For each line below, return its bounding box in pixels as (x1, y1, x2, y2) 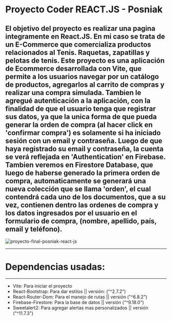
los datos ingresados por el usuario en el (5, 209, 137, 217)
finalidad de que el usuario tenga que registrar (5, 104, 156, 113)
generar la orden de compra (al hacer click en (5, 120, 153, 129)
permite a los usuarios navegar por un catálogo (5, 72, 159, 81)
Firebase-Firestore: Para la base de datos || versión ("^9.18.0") (12, 299, 144, 305)
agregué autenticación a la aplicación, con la (5, 96, 151, 105)
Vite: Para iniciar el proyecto (12, 282, 73, 289)
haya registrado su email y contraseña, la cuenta (5, 144, 164, 153)
